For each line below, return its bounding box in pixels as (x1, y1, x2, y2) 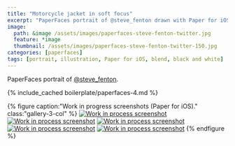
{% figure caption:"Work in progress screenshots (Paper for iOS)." (7, 102, 198, 110)
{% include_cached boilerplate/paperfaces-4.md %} (7, 88, 159, 96)
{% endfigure (186, 124, 225, 133)
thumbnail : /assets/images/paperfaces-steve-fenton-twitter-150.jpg (13, 43, 218, 50)
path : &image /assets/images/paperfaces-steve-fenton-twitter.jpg (13, 29, 211, 37)
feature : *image (13, 36, 61, 43)
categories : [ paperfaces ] (7, 50, 83, 57)
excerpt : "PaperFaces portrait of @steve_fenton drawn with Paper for (7, 17, 218, 24)
